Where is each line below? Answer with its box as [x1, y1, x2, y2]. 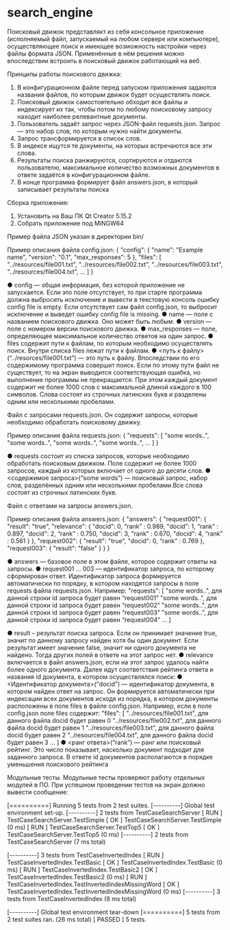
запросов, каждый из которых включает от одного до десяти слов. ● [7, 466, 211, 475]
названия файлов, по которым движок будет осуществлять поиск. [16, 91, 212, 99]
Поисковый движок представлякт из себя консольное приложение [7, 27, 204, 36]
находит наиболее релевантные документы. [16, 112, 148, 121]
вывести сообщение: [7, 787, 68, 796]
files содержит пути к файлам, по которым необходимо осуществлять [7, 339, 213, 347]
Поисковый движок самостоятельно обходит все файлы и [16, 97, 188, 106]
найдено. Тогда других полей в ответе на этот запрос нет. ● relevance [7, 650, 214, 659]
